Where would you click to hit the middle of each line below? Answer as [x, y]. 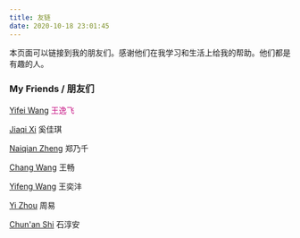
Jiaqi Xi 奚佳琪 [36, 129]
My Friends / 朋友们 [52, 89]
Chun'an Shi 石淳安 [45, 224]
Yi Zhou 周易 [33, 205]
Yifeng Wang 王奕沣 [46, 186]
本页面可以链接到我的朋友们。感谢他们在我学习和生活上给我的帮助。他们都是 [150, 52]
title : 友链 [30, 17]
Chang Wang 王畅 [42, 167]
